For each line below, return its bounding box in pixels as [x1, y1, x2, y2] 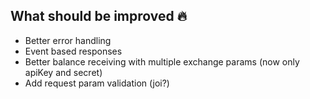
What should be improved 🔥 [10, 8, 188, 25]
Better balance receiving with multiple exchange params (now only [24, 55, 300, 68]
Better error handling [24, 34, 112, 46]
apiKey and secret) [24, 66, 103, 78]
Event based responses [24, 45, 123, 57]
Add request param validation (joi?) [24, 77, 170, 89]
